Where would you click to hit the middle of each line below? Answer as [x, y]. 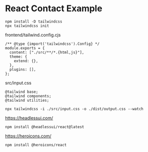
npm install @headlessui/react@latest [45, 127]
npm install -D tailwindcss [34, 22]
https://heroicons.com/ [28, 136]
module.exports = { [25, 48]
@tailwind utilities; [27, 100]
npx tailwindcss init [27, 26]
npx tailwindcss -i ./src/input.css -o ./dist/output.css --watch [74, 109]
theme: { [18, 57]
